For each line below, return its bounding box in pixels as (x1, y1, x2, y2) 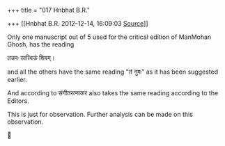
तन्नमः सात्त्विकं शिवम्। (7, 54, 55, 62)
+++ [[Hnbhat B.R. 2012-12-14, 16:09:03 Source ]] (7, 19, 148, 27)
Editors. (7, 97, 29, 105)
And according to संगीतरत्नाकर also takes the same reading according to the (7, 89, 219, 97)
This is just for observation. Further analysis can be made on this (7, 111, 194, 118)
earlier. (7, 76, 28, 83)
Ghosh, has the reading (7, 40, 75, 48)
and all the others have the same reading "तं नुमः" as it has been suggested (7, 67, 218, 76)
